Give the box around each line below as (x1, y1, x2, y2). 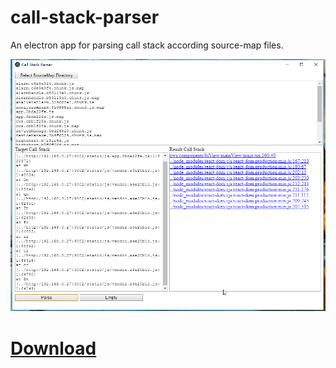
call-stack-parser (10, 6, 160, 29)
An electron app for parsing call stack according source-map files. (10, 39, 284, 51)
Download (10, 337, 97, 360)
